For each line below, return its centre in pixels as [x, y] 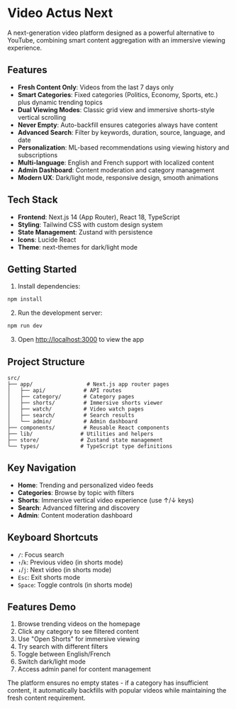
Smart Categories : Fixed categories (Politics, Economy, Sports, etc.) [118, 94]
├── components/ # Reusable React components [89, 428]
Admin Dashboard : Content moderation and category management [116, 170]
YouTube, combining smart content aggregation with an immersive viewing [116, 40]
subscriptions [38, 155]
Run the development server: [60, 313]
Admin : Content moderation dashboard [75, 515]
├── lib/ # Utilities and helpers [80, 434]
